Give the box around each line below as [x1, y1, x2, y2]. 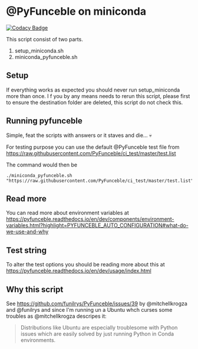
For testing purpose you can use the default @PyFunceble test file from [6, 143, 180, 151]
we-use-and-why [6, 228, 49, 235]
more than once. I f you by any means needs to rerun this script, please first [6, 92, 190, 99]
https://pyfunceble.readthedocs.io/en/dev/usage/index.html [6, 268, 151, 275]
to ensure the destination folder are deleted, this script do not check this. [6, 99, 183, 106]
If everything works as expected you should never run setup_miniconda [6, 86, 180, 93]
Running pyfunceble [6, 116, 82, 126]
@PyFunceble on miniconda [6, 5, 146, 18]
